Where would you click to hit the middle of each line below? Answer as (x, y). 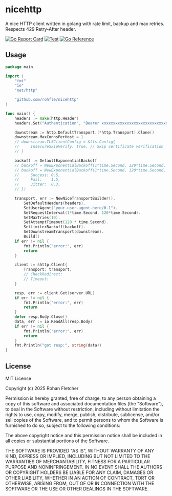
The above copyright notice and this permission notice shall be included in (84, 435)
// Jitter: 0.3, (37, 185)
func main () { (20, 114)
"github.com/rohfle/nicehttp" (47, 100)
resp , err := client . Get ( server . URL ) (55, 293)
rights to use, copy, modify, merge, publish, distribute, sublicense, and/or (82, 414)
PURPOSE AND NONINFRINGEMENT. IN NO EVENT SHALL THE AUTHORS (84, 467)
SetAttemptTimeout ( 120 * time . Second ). (66, 222)
